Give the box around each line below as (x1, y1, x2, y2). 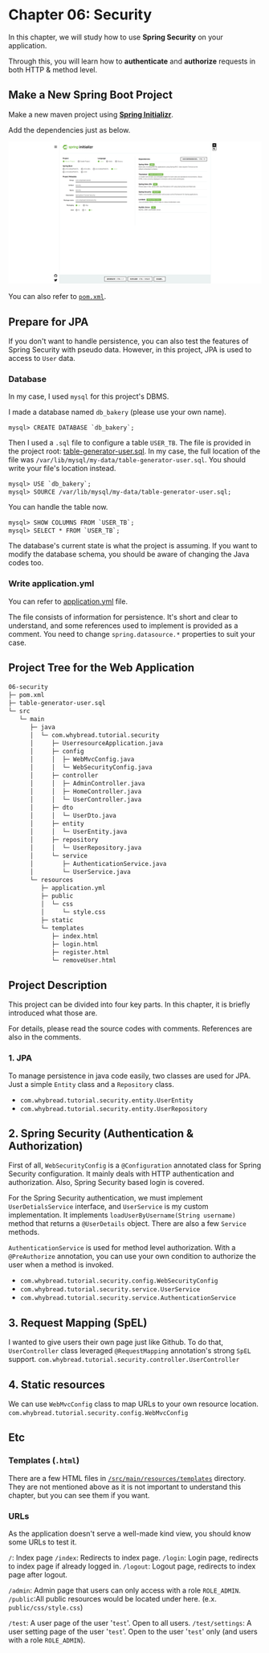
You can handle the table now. (8, 502, 108, 512)
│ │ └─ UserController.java (29, 796, 142, 804)
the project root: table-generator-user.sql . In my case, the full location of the (8, 446, 261, 456)
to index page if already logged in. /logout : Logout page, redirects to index (8, 1561, 256, 1571)
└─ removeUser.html (51, 957, 116, 965)
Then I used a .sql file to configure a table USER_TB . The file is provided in (8, 438, 251, 448)
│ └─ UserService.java (29, 868, 131, 876)
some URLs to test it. (8, 1537, 78, 1547)
